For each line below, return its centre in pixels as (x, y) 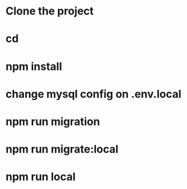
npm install (34, 66)
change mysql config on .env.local (93, 94)
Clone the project (50, 11)
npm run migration (53, 121)
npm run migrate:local (62, 149)
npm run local (41, 177)
